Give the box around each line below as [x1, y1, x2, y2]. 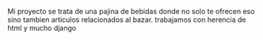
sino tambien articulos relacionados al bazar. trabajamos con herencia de [7, 15, 246, 24]
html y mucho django [7, 24, 77, 32]
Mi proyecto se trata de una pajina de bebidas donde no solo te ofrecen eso [7, 7, 255, 16]
